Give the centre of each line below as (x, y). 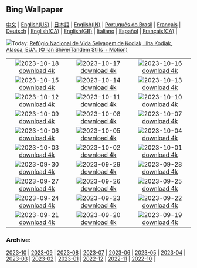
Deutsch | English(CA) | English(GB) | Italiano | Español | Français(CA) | (92, 31)
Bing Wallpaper (35, 10)
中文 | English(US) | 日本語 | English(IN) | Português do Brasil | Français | (94, 24)
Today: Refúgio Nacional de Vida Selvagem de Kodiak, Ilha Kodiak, (92, 43)
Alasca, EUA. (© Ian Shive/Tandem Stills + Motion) (67, 49)
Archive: (18, 240)
